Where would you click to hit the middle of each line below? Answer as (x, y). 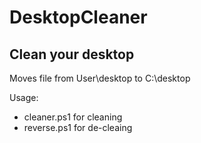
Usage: (24, 97)
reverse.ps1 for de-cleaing (78, 127)
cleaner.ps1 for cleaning (73, 117)
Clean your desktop (72, 54)
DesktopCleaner (78, 17)
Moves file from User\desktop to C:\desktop (100, 78)
